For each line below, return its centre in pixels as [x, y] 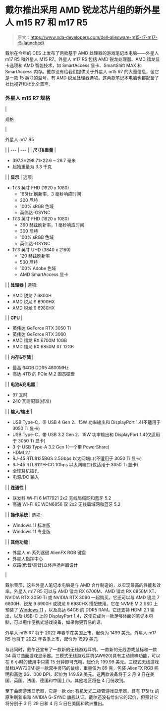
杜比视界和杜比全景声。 [29, 84]
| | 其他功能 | [18, 542]
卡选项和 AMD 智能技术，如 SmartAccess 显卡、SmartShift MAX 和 [74, 65]
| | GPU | [14, 318]
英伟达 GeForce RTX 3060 [39, 334]
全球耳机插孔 [25, 471]
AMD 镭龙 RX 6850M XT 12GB [43, 347]
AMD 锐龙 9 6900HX [33, 302]
